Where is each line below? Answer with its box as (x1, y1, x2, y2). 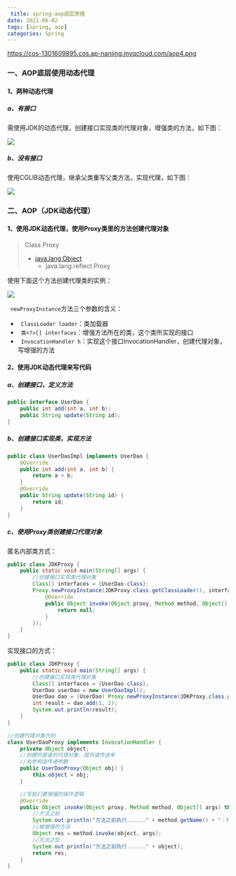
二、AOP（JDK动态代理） (7, 206, 95, 215)
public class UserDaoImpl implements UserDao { (7, 452, 150, 460)
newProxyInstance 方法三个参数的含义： (10, 304, 123, 313)
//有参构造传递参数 (20, 758, 69, 765)
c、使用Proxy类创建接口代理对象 (7, 527, 103, 536)
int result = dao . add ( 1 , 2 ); (32, 700, 118, 707)
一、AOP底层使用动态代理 (7, 68, 95, 78)
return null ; (57, 606, 96, 613)
